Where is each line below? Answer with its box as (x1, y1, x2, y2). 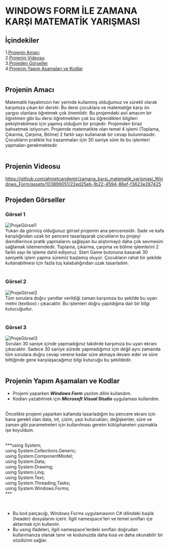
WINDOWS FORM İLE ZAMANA (5, 5, 138, 17)
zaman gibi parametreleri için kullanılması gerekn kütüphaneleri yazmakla (5, 421, 158, 427)
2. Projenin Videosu (5, 55, 45, 61)
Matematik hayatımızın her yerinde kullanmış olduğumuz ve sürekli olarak (5, 99, 157, 105)
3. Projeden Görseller (5, 60, 48, 66)
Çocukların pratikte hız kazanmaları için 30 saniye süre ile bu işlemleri (5, 137, 150, 143)
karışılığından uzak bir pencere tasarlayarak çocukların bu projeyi (5, 233, 141, 239)
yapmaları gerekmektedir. (5, 142, 59, 148)
